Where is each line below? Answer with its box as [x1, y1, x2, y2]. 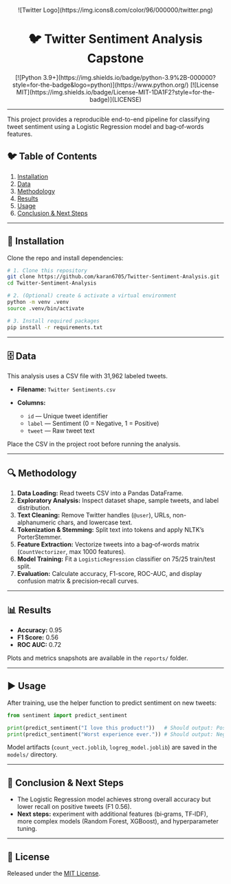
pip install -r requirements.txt [7, 324, 103, 331]
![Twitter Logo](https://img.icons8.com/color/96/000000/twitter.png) [18, 6, 213, 14]
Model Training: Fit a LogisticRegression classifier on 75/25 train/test [16, 555, 216, 564]
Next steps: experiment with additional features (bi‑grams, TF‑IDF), [16, 810, 208, 819]
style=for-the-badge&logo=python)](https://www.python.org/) [12, 81, 189, 89]
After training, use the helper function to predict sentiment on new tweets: [7, 699, 217, 707]
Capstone [87, 51, 144, 66]
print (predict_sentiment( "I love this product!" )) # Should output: [7, 724, 214, 731]
